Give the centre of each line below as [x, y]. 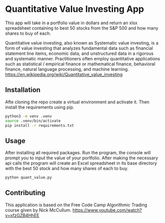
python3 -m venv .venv [28, 116]
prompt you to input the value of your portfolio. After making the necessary [82, 158]
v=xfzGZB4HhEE [22, 215]
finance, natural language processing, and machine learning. [67, 69]
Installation [23, 90]
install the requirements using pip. [40, 107]
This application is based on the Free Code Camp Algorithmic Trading [76, 205]
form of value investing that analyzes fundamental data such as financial [79, 48]
